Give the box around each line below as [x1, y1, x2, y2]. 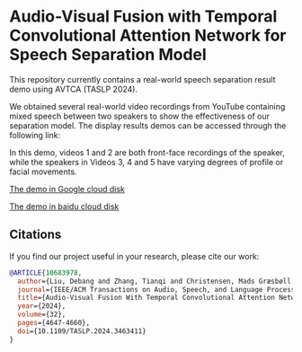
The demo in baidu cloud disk [9, 200, 120, 212]
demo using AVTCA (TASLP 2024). [9, 84, 138, 94]
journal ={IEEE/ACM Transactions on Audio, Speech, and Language [17, 285, 263, 294]
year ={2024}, [17, 302, 67, 311]
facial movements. [9, 166, 78, 177]
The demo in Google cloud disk [9, 183, 126, 194]
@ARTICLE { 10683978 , [9, 268, 83, 277]
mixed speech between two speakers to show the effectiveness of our [9, 110, 270, 121]
